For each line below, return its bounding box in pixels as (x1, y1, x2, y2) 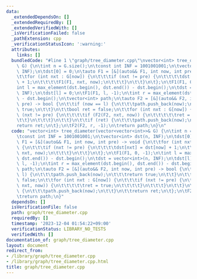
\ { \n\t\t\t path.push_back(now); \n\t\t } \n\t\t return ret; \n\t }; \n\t (16, 188, 188, 194)
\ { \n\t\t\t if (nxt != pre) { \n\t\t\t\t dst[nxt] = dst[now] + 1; (16, 144, 180, 150)
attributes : (11, 47, 41, 53)
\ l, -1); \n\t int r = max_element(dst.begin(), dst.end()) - (16, 161, 169, 167)
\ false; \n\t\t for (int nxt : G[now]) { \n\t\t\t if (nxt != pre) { (16, 177, 182, 183)
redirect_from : (6, 248, 43, 254)
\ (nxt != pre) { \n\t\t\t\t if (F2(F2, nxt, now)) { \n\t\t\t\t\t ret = (16, 112, 191, 118)
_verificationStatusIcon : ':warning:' (11, 42, 107, 47)
